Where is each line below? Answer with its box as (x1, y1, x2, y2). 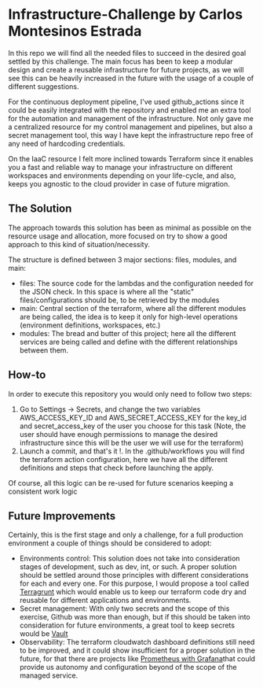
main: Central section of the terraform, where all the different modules (19, 303, 247, 313)
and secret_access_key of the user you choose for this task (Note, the (19, 421, 247, 431)
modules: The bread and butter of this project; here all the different (19, 328, 236, 338)
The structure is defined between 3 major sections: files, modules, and (8, 254, 237, 264)
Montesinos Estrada (8, 22, 142, 40)
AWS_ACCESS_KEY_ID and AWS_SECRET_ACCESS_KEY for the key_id (19, 412, 247, 422)
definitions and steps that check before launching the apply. (19, 463, 214, 472)
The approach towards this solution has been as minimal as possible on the (8, 223, 252, 232)
